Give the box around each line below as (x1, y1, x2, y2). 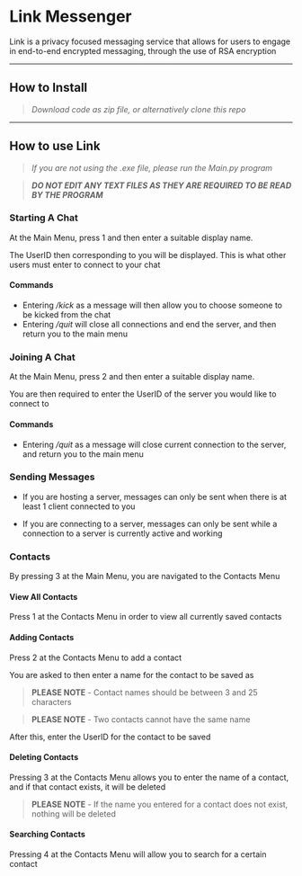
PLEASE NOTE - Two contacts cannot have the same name (31, 713, 251, 725)
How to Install (9, 80, 88, 95)
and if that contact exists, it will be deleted (9, 781, 166, 792)
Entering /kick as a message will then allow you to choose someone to (22, 299, 283, 311)
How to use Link (9, 139, 101, 154)
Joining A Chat (9, 351, 75, 363)
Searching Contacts (9, 829, 85, 840)
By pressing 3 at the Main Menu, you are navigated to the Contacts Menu (9, 571, 280, 582)
